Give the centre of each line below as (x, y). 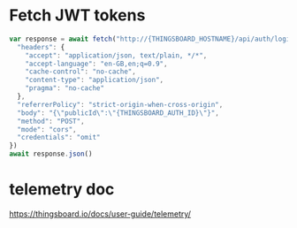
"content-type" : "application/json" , (95, 80)
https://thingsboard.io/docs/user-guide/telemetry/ (100, 214)
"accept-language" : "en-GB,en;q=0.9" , (96, 64)
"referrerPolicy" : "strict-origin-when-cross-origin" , (120, 104)
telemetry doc (62, 190)
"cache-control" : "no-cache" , (81, 72)
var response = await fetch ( (63, 39)
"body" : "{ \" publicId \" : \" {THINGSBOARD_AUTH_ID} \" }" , (118, 113)
